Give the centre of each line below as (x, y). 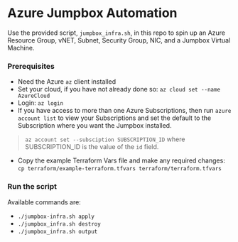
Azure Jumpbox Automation (92, 13)
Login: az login (40, 103)
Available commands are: (44, 202)
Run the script (32, 187)
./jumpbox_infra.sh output (58, 231)
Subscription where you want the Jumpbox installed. (94, 126)
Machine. (21, 48)
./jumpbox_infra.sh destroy (59, 224)
